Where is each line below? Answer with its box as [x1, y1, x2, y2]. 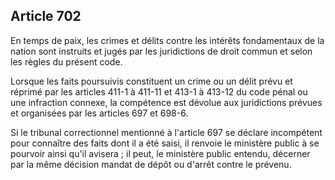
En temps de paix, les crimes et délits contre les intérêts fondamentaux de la [10, 34, 325, 46]
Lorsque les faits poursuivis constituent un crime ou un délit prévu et [10, 75, 293, 87]
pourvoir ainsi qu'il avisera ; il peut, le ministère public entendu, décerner [10, 147, 311, 159]
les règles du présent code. [10, 55, 123, 68]
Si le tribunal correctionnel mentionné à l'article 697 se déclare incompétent [10, 126, 323, 138]
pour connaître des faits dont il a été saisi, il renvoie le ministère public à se [10, 137, 320, 149]
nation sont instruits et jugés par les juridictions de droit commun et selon [10, 45, 313, 57]
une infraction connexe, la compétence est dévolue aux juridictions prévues [10, 96, 323, 108]
